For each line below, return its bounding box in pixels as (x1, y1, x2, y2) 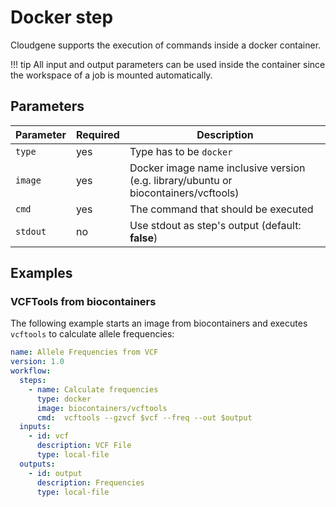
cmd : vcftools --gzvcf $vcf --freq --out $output (36, 412, 253, 423)
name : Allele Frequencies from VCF (10, 347, 159, 358)
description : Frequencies (36, 477, 145, 488)
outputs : (19, 459, 56, 469)
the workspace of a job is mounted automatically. (10, 69, 213, 81)
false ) (129, 231, 158, 245)
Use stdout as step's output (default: (129, 218, 302, 232)
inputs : (19, 422, 52, 432)
